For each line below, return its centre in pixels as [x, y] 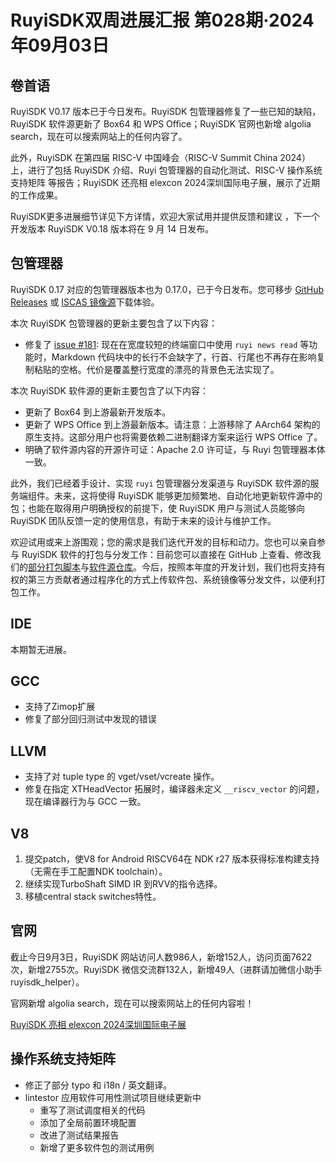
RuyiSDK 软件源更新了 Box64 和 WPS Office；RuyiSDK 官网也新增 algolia [161, 124]
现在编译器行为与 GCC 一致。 [85, 802]
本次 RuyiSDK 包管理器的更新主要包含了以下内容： [114, 323]
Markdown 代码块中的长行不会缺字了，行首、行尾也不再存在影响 [184, 357]
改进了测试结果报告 [79, 1135]
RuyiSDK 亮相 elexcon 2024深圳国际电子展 [98, 1024]
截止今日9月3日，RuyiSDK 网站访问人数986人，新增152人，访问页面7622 [161, 957]
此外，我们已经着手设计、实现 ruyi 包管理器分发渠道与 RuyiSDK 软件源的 [160, 483]
